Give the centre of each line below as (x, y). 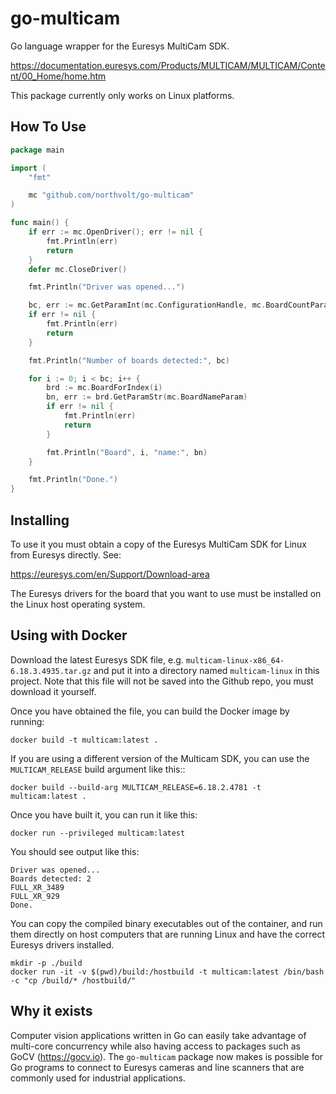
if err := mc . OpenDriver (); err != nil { (115, 232)
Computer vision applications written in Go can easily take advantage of (158, 1035)
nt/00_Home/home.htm (58, 76)
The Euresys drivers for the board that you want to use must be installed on (166, 593)
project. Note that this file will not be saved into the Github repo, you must (162, 681)
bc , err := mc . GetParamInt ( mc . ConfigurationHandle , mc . (147, 305)
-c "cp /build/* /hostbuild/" (73, 980)
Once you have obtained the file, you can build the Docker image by (150, 711)
